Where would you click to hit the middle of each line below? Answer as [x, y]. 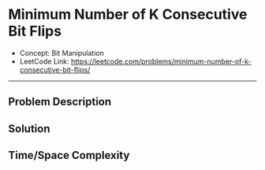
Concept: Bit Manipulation [62, 53]
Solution [29, 129]
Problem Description [60, 102]
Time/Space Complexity [69, 155]
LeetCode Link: [44, 61]
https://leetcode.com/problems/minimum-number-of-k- [161, 61]
